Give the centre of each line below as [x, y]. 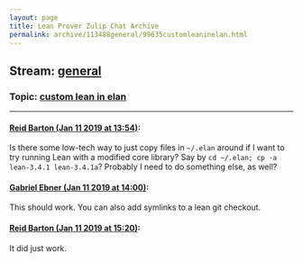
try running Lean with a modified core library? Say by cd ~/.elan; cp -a [143, 158]
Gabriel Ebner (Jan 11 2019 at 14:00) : [79, 187]
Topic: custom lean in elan [68, 96]
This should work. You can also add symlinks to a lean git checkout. [135, 207]
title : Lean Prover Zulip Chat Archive [84, 26]
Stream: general [55, 71]
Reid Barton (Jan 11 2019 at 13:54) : [75, 128]
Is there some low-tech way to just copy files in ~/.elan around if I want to [147, 148]
